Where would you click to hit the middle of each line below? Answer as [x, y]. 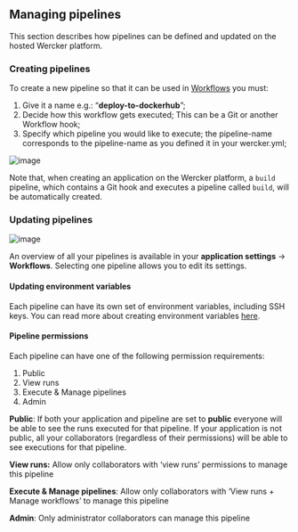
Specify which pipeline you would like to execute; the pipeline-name [147, 134]
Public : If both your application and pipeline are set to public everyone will [146, 419]
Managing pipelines [65, 15]
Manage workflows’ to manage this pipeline [89, 500]
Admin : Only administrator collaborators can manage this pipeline [130, 518]
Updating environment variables [70, 286]
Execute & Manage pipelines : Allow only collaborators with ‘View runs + [142, 491]
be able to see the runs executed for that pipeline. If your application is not [146, 428]
